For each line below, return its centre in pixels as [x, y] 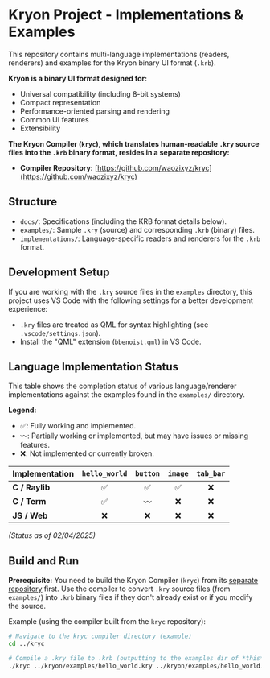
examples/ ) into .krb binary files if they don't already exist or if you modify [131, 597]
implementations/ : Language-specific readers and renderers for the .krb [140, 238]
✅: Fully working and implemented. [78, 426]
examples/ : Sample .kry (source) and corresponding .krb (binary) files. [137, 229]
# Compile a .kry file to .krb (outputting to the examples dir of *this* [136, 658]
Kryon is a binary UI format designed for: [78, 78]
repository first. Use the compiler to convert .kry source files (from [119, 589]
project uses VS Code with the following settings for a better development [131, 300]
